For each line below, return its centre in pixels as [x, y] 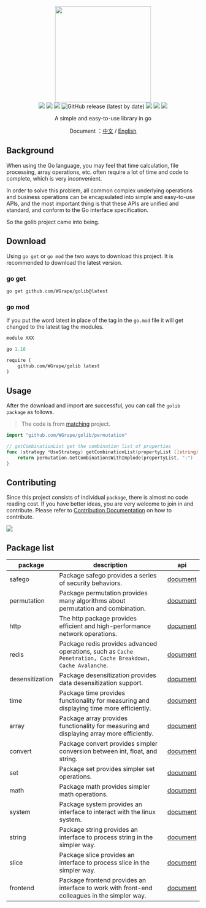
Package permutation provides [104, 593]
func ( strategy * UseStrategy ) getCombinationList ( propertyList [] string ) [103, 452]
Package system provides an [101, 804]
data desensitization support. [101, 683]
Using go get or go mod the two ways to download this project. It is [90, 256]
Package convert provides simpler [109, 744]
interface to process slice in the [105, 863]
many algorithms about [92, 601]
